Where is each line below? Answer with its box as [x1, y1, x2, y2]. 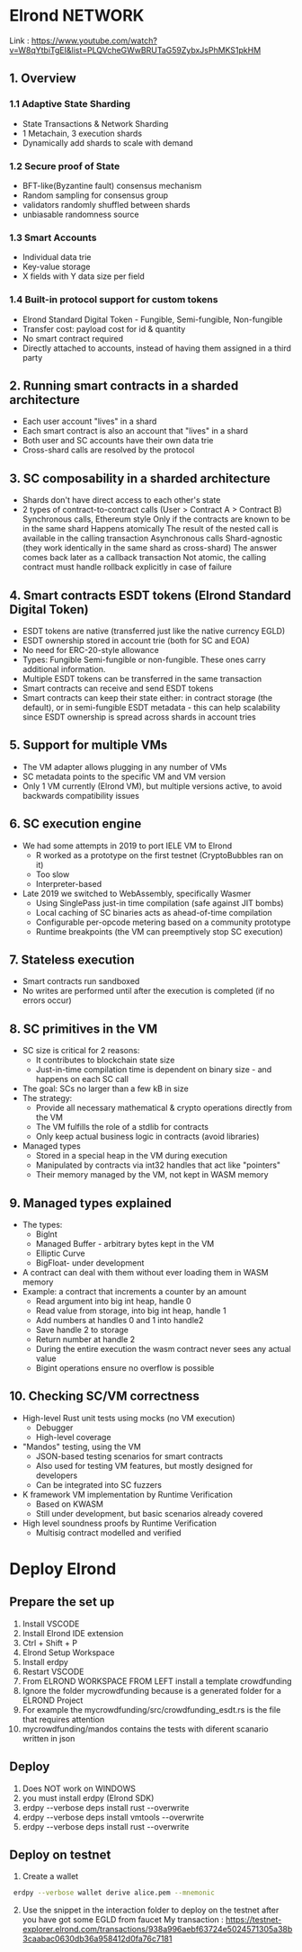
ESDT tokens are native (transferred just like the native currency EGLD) [22, 625, 286, 636]
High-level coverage [35, 1431, 111, 1442]
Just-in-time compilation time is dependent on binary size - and [35, 1064, 272, 1075]
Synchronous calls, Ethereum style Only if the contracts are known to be [22, 514, 290, 524]
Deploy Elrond [9, 1559, 117, 1580]
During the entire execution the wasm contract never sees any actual [35, 1344, 291, 1355]
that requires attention [22, 1714, 105, 1724]
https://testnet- [226, 1914, 282, 1925]
